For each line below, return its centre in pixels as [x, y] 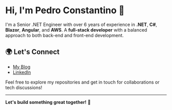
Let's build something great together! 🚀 [48, 102]
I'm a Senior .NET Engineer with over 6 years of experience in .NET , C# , [81, 24]
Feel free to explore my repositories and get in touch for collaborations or [82, 82]
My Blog [21, 67]
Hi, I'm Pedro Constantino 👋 [65, 10]
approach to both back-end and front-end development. [64, 35]
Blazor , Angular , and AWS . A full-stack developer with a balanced [76, 30]
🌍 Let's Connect [33, 52]
